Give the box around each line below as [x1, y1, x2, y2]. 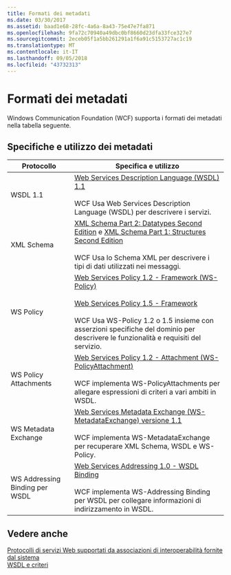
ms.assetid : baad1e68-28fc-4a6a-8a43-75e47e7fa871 [7, 23, 155, 30]
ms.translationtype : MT [7, 42, 76, 49]
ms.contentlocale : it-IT [7, 49, 78, 56]
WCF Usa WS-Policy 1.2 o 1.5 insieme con [74, 316, 214, 326]
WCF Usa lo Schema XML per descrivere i [74, 253, 210, 262]
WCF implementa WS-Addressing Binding [74, 487, 211, 496]
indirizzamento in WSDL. [74, 504, 154, 514]
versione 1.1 [141, 416, 182, 426]
